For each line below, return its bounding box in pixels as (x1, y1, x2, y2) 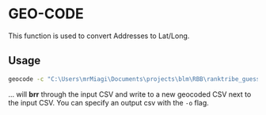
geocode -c (8, 75, 44, 83)
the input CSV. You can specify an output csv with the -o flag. (8, 98, 210, 107)
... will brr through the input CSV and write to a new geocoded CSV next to (8, 89, 252, 99)
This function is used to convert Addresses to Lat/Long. (8, 31, 190, 40)
